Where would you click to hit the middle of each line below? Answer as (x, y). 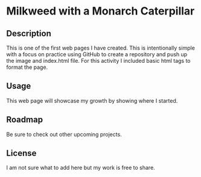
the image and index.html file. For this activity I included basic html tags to (99, 61)
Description (29, 34)
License (21, 153)
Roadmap (25, 120)
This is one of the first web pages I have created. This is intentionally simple (101, 48)
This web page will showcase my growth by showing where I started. (92, 100)
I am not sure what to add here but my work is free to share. (81, 168)
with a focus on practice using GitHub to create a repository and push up (97, 54)
